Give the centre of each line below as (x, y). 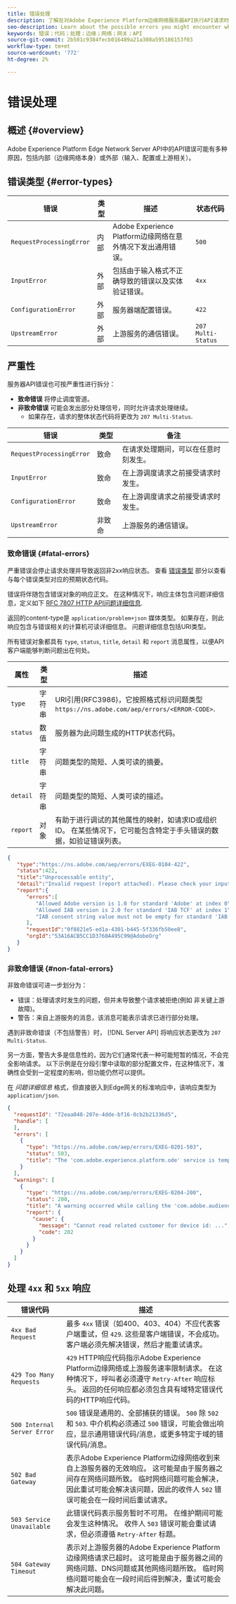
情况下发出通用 (144, 246)
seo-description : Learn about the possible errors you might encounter (114, 27)
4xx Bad (24, 1330)
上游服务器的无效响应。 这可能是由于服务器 (145, 1468)
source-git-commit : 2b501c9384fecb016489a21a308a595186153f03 (100, 40)
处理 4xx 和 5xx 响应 (49, 1288)
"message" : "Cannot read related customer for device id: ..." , (135, 1226)
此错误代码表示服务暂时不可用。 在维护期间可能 (145, 1513)
